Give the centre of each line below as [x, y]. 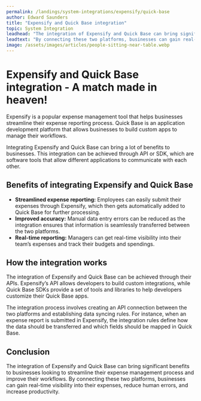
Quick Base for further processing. [57, 212]
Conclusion [28, 352]
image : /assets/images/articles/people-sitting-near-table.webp [88, 45]
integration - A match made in [82, 88]
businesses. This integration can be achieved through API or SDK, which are [100, 154]
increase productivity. [33, 391]
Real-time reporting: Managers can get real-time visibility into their [98, 237]
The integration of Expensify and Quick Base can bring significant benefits [98, 366]
